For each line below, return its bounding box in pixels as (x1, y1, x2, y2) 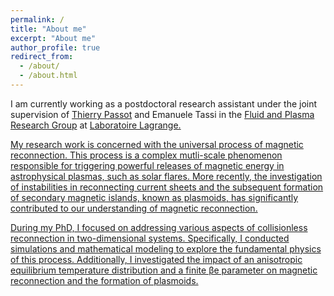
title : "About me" (10, 24, 87, 34)
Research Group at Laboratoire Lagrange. (10, 119, 182, 131)
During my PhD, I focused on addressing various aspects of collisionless (10, 221, 308, 233)
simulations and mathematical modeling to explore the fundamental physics (10, 242, 322, 255)
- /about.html (19, 71, 78, 81)
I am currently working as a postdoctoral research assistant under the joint (10, 97, 318, 110)
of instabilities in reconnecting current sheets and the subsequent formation (10, 181, 324, 193)
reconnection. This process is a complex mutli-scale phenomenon (10, 149, 283, 161)
